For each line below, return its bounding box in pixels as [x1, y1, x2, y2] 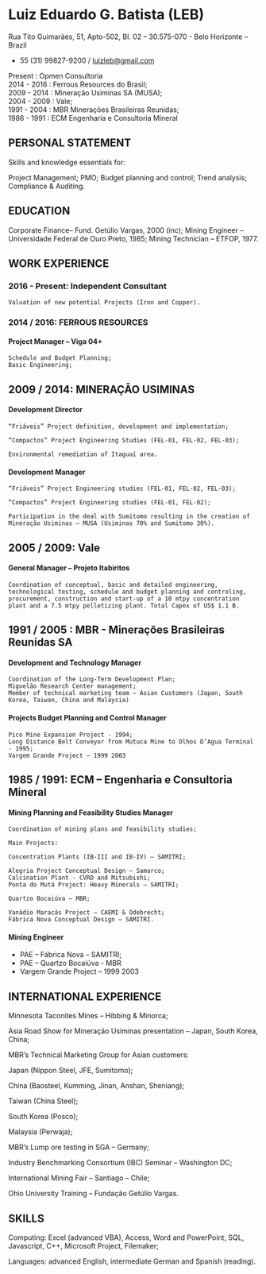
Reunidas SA [8, 635, 73, 649]
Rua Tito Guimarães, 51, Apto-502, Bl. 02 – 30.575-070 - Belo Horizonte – [8, 32, 249, 41]
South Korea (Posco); [8, 1112, 79, 1122]
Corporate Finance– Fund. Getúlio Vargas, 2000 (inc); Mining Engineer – [8, 225, 244, 235]
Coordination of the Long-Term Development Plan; [8, 675, 176, 684]
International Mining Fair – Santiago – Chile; [8, 1173, 150, 1183]
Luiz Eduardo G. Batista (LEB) [8, 6, 205, 24]
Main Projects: [8, 840, 59, 847]
